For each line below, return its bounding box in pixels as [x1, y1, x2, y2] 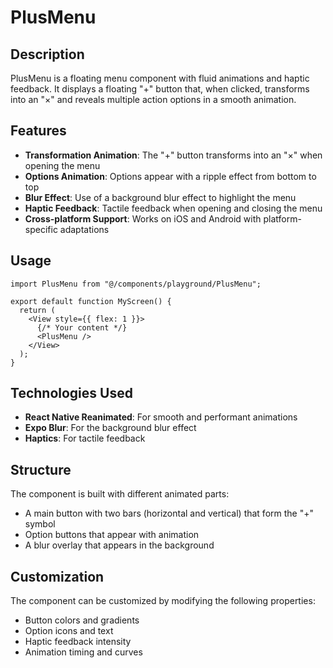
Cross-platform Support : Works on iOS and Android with [24, 212, 262, 225]
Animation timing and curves [24, 646, 143, 658]
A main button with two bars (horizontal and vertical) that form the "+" [24, 507, 314, 520]
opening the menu [24, 159, 101, 171]
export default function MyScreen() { [10, 296, 172, 306]
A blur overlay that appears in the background [24, 539, 215, 551]
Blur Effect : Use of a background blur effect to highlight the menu [24, 191, 297, 203]
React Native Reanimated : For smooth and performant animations [24, 411, 298, 423]
